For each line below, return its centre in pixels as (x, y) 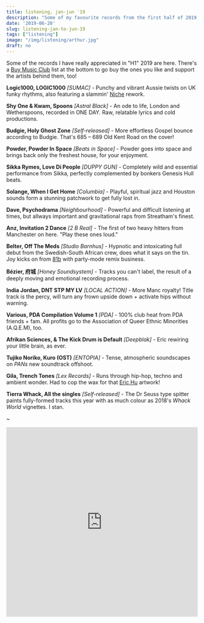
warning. (17, 303)
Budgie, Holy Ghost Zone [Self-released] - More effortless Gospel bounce (100, 130)
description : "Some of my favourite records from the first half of (95, 18)
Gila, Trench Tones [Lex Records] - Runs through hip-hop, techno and (94, 375)
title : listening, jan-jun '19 (46, 12)
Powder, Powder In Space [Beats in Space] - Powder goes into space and (99, 149)
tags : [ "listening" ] (32, 35)
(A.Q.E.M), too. (25, 328)
